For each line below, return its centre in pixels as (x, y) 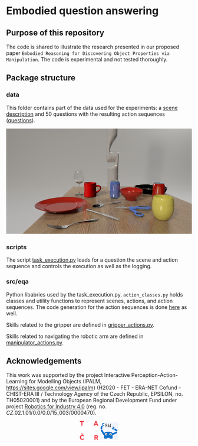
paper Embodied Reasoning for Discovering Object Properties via (88, 53)
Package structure (41, 78)
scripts (16, 247)
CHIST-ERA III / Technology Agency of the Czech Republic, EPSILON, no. (95, 394)
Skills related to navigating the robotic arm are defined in (75, 336)
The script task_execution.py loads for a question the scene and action (92, 260)
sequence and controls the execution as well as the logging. (79, 266)
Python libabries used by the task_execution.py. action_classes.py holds (95, 294)
